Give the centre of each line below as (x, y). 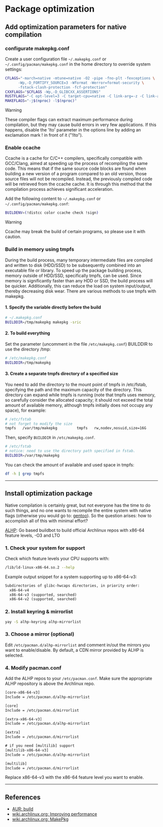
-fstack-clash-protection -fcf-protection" (63, 87)
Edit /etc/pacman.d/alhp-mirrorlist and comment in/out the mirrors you (78, 645)
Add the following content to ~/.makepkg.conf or (53, 199)
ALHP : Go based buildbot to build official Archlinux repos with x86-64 (75, 530)
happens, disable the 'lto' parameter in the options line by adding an (73, 130)
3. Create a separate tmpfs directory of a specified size (62, 374)
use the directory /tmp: (28, 349)
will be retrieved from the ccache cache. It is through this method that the (79, 184)
